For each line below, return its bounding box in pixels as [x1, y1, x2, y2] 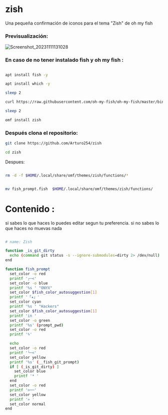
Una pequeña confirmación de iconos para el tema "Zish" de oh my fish [5, 20, 153, 26]
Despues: [5, 159, 25, 165]
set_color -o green [9, 318, 50, 323]
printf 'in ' [9, 313, 37, 318]
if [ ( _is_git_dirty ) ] [9, 364, 59, 369]
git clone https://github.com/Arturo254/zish [5, 141, 101, 146]
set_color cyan [9, 299, 41, 304]
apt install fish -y [5, 72, 48, 77]
